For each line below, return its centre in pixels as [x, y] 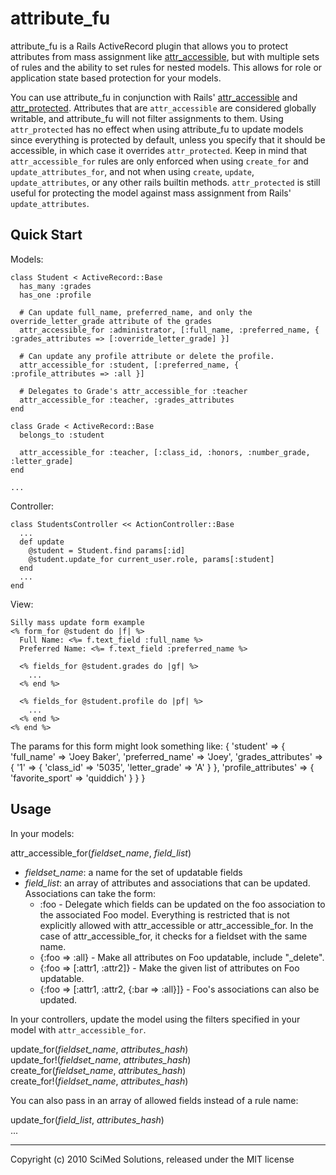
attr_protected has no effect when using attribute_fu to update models [157, 129]
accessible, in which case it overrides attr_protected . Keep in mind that [159, 150]
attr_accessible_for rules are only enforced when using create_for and [159, 161]
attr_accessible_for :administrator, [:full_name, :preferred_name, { [169, 330]
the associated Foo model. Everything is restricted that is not [164, 914]
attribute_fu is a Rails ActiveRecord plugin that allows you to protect [149, 46]
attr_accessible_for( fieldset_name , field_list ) [101, 853]
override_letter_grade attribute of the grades [111, 321]
